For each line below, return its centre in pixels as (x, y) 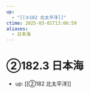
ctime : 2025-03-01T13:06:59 (42, 23)
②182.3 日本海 (45, 66)
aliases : (17, 29)
